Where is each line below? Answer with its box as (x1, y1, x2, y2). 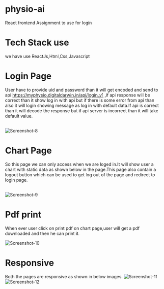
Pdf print (5, 209, 42, 220)
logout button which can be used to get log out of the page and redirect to (5, 171, 156, 178)
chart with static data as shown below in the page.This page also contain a (5, 166, 156, 172)
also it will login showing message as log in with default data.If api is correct (5, 102, 159, 108)
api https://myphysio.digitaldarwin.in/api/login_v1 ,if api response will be (5, 92, 151, 98)
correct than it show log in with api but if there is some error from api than (5, 97, 155, 103)
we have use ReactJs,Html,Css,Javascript (5, 53, 90, 59)
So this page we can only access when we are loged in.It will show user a (5, 161, 154, 167)
